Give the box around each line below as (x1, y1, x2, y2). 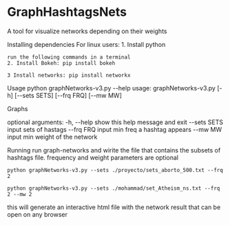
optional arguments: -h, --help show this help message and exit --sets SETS (7, 118, 224, 126)
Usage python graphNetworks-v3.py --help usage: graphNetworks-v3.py (7, 84, 216, 92)
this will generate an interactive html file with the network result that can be (7, 203, 221, 211)
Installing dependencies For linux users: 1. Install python (7, 40, 166, 48)
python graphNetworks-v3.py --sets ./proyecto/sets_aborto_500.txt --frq (7, 166, 224, 173)
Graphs (7, 104, 28, 112)
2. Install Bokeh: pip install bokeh (7, 59, 116, 66)
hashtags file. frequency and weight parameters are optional (7, 153, 179, 162)
